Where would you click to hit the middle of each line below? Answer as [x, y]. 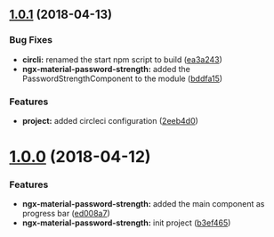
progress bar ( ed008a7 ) [66, 214]
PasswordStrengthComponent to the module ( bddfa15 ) [122, 78]
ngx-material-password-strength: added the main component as [143, 204]
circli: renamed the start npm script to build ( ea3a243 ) [122, 59]
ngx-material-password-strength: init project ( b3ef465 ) [126, 223]
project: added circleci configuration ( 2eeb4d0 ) [110, 120]
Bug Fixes [31, 40]
